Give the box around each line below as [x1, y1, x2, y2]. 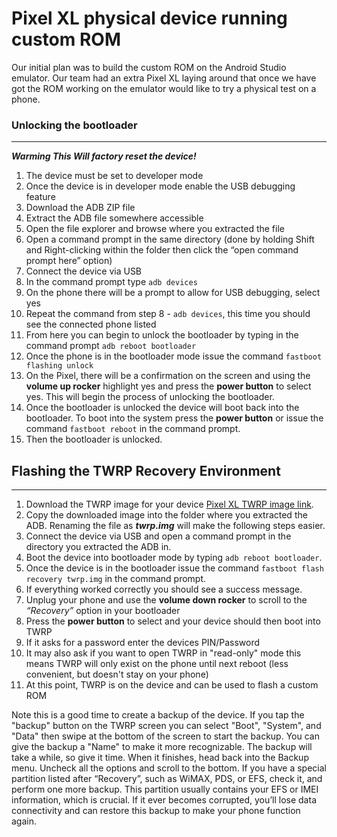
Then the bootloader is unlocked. [25, 433, 163, 446]
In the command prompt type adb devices [25, 276, 198, 288]
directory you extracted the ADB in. [25, 541, 172, 553]
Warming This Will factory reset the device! [11, 150, 197, 162]
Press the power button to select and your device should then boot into [25, 615, 321, 627]
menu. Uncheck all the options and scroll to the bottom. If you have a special [11, 762, 327, 774]
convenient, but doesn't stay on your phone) [25, 668, 209, 681]
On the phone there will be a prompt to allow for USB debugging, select [25, 287, 321, 299]
